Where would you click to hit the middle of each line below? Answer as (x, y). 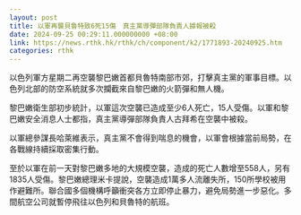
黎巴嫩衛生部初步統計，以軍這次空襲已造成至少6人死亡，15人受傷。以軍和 (145, 107)
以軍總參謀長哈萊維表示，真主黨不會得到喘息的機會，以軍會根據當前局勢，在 (150, 138)
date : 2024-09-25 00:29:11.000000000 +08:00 (94, 34)
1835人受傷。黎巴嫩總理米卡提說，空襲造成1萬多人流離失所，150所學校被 (144, 179)
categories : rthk (42, 51)
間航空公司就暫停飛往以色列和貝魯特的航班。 (92, 202)
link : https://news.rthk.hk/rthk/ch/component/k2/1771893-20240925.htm (146, 43)
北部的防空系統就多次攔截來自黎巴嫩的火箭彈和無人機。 (127, 89)
